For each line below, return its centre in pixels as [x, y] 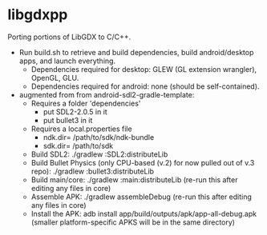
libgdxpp [38, 15]
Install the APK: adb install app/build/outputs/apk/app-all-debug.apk [144, 213]
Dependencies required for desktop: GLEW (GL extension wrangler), [144, 69]
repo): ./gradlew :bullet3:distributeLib [92, 171]
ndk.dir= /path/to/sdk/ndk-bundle [99, 137]
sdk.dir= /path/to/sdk [78, 145]
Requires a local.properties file [82, 129]
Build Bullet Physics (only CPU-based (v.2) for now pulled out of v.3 [143, 162]
